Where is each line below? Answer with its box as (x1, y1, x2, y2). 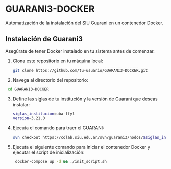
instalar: (12, 101, 30, 107)
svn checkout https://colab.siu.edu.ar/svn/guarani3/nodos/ (12, 135, 143, 140)
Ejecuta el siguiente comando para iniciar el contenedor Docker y (12, 144, 151, 150)
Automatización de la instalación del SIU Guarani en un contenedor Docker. (5, 20, 163, 26)
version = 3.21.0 (12, 116, 45, 121)
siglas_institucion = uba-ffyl (12, 111, 75, 116)
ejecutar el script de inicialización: (12, 149, 85, 155)
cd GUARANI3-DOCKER (7, 87, 50, 92)
